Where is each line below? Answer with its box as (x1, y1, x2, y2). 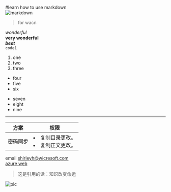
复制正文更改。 (40, 142, 76, 149)
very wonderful (5, 35, 39, 41)
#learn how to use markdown (5, 5, 67, 10)
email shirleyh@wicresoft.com (5, 155, 69, 161)
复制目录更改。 (40, 134, 76, 141)
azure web (5, 161, 27, 167)
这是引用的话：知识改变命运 (17, 171, 76, 177)
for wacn (17, 20, 37, 25)
